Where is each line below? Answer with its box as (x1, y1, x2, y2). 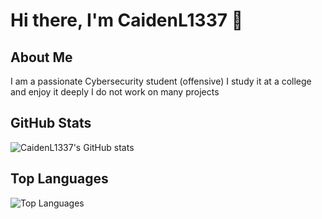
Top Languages (10, 170, 109, 188)
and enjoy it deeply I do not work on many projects (10, 86, 220, 98)
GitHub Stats (10, 115, 92, 132)
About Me (10, 49, 73, 66)
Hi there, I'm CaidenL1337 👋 (10, 9, 244, 32)
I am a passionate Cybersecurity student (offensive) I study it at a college (10, 75, 312, 87)
